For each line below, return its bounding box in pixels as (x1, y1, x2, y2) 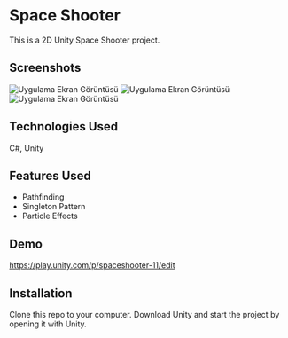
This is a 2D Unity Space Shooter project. (9, 35, 160, 45)
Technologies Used (9, 119, 118, 134)
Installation (9, 286, 73, 301)
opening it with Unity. (9, 318, 87, 329)
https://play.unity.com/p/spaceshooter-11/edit (9, 260, 175, 271)
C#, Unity (9, 143, 44, 153)
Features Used (9, 168, 91, 183)
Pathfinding (21, 192, 65, 202)
